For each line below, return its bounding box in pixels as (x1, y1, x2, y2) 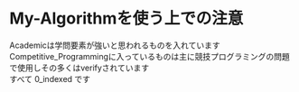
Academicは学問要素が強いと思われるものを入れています (9, 40, 220, 51)
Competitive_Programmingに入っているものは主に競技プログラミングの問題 (9, 51, 291, 61)
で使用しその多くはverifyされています (9, 62, 150, 73)
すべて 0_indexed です (9, 73, 91, 84)
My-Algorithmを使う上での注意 (9, 8, 244, 29)
